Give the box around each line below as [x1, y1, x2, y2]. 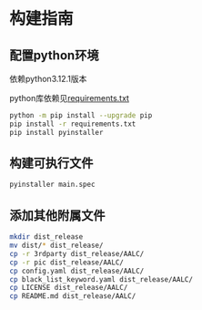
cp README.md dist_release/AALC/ [9, 292, 136, 301]
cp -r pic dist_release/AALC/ [9, 257, 125, 267]
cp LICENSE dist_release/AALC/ [9, 284, 128, 293]
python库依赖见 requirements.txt [9, 93, 130, 103]
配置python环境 [9, 47, 99, 63]
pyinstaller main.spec [9, 180, 96, 190]
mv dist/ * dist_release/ [9, 241, 104, 250]
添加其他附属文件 [9, 207, 106, 223]
